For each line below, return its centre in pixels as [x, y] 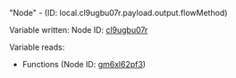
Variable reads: [37, 47]
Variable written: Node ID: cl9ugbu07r [79, 30]
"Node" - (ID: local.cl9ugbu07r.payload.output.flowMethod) [118, 13]
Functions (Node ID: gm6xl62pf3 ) [84, 64]
